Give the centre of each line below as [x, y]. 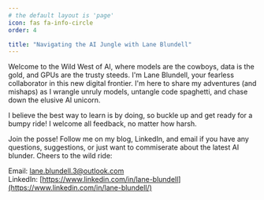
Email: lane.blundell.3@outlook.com [66, 171]
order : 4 [22, 30]
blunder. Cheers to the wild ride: [60, 156]
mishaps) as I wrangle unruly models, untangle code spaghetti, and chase [128, 92]
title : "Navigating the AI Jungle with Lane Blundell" [100, 44]
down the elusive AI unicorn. [54, 100]
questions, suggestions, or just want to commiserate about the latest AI [124, 147]
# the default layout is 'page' [61, 15]
